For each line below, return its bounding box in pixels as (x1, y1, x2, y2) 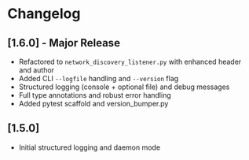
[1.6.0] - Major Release (7, 36, 121, 50)
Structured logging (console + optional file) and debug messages (18, 82, 230, 91)
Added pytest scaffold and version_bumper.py (18, 99, 169, 108)
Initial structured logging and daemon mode (18, 143, 161, 152)
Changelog (7, 5, 81, 23)
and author (18, 65, 55, 75)
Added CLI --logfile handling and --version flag (18, 74, 179, 83)
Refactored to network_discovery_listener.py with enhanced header (18, 57, 242, 66)
